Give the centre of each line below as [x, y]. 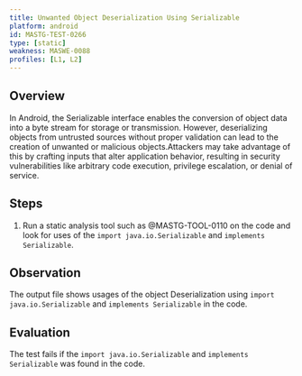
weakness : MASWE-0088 [50, 51]
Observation [45, 273]
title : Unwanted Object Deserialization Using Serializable [125, 18]
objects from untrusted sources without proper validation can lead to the [144, 137]
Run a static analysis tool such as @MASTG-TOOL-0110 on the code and [156, 225]
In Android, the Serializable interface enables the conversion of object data [148, 117]
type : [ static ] [38, 43]
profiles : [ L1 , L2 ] [46, 60]
